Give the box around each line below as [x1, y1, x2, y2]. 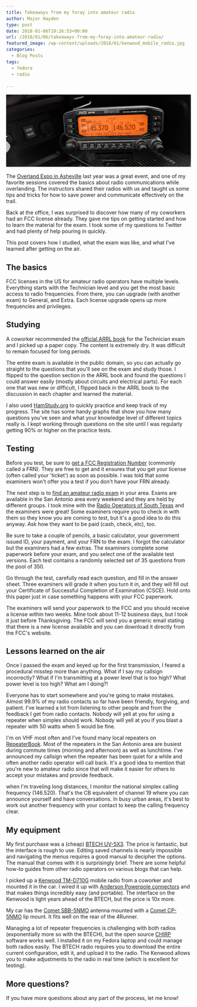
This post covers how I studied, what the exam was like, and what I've [6, 239, 175, 246]
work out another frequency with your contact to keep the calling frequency [6, 802, 189, 809]
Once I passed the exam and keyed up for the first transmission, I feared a [6, 662, 185, 669]
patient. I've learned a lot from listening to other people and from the [6, 704, 172, 711]
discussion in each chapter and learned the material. [6, 390, 133, 397]
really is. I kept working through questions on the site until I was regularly [6, 420, 183, 428]
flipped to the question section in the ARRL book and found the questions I [6, 371, 186, 378]
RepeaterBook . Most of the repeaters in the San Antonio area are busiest [6, 741, 182, 748]
